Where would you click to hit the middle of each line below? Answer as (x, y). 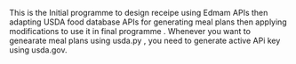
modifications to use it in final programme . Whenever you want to (130, 31)
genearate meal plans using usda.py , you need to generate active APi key (145, 40)
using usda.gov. (38, 50)
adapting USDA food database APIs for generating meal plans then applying (148, 22)
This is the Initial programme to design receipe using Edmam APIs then (139, 13)
